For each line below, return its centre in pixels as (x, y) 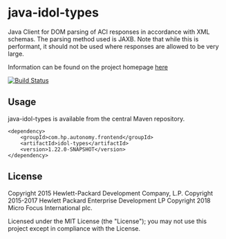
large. (16, 54)
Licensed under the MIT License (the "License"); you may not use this (107, 221)
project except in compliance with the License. (74, 228)
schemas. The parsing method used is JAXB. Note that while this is (103, 39)
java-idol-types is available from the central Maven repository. (96, 118)
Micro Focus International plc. (50, 207)
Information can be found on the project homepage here (88, 67)
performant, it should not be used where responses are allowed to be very (114, 46)
